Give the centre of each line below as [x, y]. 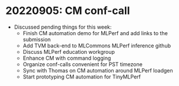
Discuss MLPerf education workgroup [69, 51]
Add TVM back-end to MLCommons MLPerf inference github [97, 46]
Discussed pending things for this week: [63, 27]
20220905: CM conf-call [68, 11]
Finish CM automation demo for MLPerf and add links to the [95, 33]
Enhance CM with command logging [67, 58]
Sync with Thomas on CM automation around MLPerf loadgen [98, 70]
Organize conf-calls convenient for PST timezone [82, 64]
